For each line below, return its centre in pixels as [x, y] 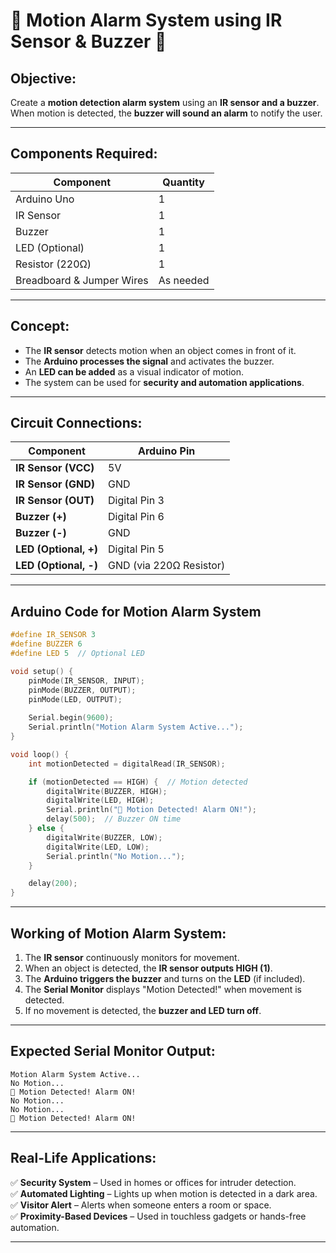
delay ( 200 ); [53, 884]
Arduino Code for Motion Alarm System [136, 611]
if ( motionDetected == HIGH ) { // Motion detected [138, 782]
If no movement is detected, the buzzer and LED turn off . [143, 1010]
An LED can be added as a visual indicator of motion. [134, 371]
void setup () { [42, 671]
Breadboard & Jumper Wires [82, 280]
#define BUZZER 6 [46, 644]
